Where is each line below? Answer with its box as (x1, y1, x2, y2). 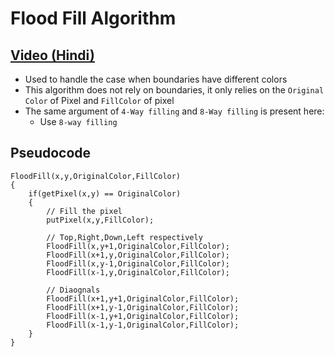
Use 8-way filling (39, 116, 118, 127)
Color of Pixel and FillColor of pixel (24, 95, 175, 106)
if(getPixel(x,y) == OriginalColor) (28, 188, 182, 199)
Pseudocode (10, 145, 92, 162)
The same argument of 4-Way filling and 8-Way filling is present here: (24, 105, 325, 117)
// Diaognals (46, 285, 101, 295)
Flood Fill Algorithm (10, 7, 177, 30)
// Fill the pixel (46, 206, 123, 216)
